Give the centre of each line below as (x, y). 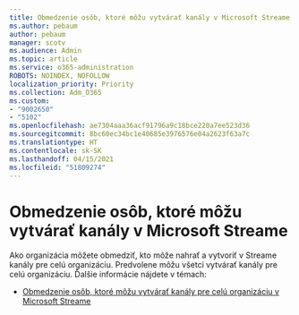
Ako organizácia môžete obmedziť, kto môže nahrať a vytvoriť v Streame (143, 255)
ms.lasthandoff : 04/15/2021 (62, 159)
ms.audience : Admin (46, 51)
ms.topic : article (43, 59)
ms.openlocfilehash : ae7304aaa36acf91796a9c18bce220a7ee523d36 (130, 126)
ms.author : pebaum (43, 26)
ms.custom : (30, 101)
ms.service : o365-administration (72, 68)
